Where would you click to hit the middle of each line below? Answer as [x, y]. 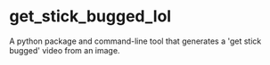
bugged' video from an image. [65, 50]
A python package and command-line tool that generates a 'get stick [135, 41]
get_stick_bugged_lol [90, 16]
